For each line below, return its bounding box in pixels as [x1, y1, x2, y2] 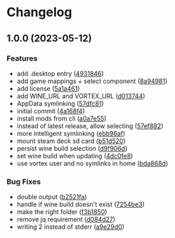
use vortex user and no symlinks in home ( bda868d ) [16, 159, 169, 168]
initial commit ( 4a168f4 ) [16, 106, 85, 115]
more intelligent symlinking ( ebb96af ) [16, 129, 126, 137]
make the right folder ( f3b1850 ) [16, 208, 108, 216]
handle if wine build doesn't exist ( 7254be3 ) [16, 200, 145, 208]
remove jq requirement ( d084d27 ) [16, 215, 116, 224]
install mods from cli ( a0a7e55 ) [16, 114, 107, 123]
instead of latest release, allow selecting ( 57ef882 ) [16, 121, 164, 130]
